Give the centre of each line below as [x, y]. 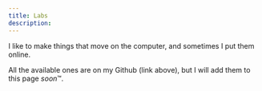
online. [19, 54]
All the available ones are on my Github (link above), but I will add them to [129, 69]
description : [30, 23]
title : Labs [28, 16]
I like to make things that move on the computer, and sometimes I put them [131, 45]
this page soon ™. [36, 78]
